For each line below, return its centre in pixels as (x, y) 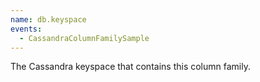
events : (26, 29)
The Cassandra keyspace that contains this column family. (130, 67)
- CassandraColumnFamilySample (84, 38)
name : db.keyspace (48, 19)
